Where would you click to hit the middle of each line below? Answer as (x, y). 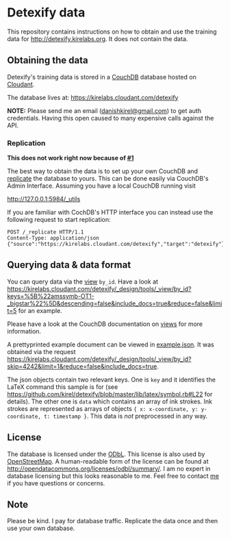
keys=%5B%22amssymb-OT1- (51, 296)
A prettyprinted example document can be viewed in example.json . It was (111, 344)
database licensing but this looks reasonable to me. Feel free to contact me (113, 476)
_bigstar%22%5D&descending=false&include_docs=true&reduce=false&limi (115, 303)
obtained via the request (42, 351)
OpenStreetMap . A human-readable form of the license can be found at (108, 461)
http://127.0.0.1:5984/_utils (44, 199)
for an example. (40, 310)
